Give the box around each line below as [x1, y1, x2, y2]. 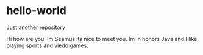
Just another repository [6, 24, 66, 31]
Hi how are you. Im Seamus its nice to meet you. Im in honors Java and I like [6, 35, 198, 42]
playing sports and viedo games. [6, 42, 88, 49]
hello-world [6, 4, 67, 18]
